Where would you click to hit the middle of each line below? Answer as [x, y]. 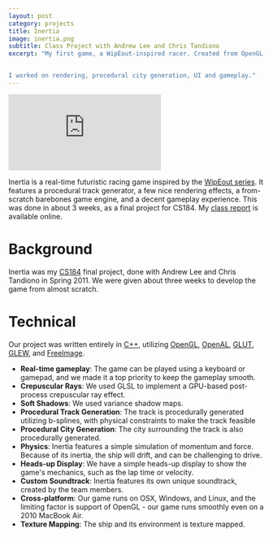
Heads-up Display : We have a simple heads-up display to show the [133, 463]
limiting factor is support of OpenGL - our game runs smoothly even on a [142, 507]
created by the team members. [72, 489]
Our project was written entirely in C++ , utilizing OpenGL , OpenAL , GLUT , [131, 344]
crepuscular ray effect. [87, 394]
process [34, 394]
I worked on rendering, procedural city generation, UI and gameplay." [132, 76]
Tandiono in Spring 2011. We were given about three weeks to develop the [132, 280]
